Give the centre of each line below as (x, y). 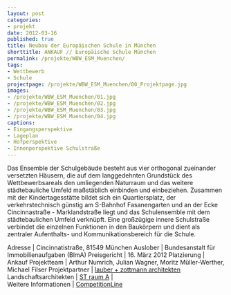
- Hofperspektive (32, 142)
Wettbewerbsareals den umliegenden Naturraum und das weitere (100, 183)
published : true (30, 39)
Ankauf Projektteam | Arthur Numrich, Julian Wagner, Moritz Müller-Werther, (116, 262)
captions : (21, 123)
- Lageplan (23, 135)
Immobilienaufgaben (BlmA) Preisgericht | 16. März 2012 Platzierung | (106, 255)
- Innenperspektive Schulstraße (54, 149)
